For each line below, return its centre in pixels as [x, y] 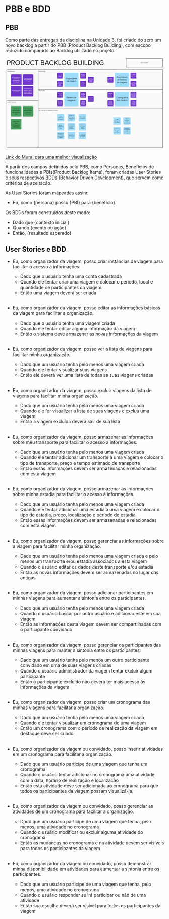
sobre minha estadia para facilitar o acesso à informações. [73, 494]
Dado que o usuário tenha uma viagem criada [67, 323]
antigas [28, 578]
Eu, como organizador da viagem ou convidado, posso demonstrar [82, 864]
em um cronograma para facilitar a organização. [63, 754]
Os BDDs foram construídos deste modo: [48, 213]
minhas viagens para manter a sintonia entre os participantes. [77, 650]
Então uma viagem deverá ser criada [58, 293]
